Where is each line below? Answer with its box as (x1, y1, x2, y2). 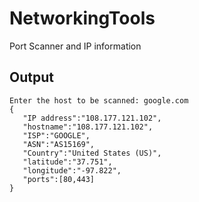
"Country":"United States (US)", (22, 148, 162, 158)
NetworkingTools (9, 7, 156, 30)
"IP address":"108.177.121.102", (22, 113, 162, 123)
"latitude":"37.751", (22, 157, 113, 167)
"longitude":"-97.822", (22, 165, 122, 176)
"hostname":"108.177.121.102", (22, 122, 154, 132)
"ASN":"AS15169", (22, 139, 96, 149)
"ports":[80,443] (22, 174, 96, 184)
